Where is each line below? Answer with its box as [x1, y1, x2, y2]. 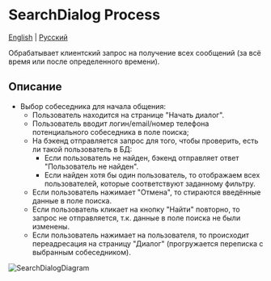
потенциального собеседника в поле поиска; [32, 127, 189, 136]
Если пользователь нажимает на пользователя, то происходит [32, 230, 249, 240]
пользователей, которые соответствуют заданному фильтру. [44, 178, 256, 188]
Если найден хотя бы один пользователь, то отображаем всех [44, 170, 260, 179]
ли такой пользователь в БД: [32, 144, 133, 154]
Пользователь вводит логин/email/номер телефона [32, 119, 210, 128]
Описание [8, 80, 62, 94]
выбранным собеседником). [32, 247, 131, 257]
